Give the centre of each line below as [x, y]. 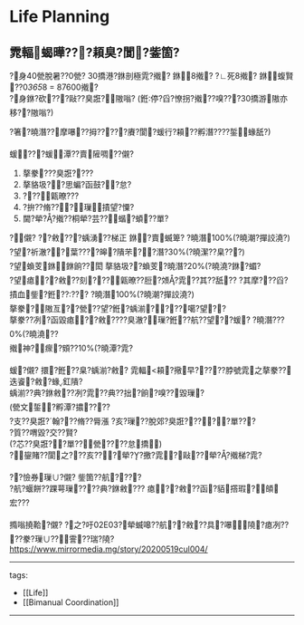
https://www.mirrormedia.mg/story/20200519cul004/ [109, 549]
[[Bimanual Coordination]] [71, 602]
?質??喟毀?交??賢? [44, 433]
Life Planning [60, 17]
